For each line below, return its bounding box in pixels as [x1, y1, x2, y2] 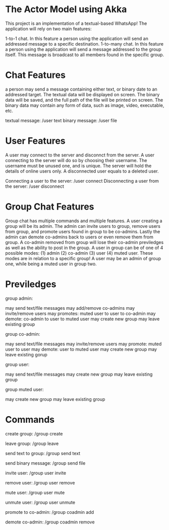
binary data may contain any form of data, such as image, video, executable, [5, 102, 164, 108]
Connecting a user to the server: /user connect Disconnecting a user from [5, 178, 159, 184]
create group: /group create [5, 430, 63, 436]
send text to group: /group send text [5, 450, 81, 456]
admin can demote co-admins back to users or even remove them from [5, 234, 154, 240]
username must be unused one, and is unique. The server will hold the [5, 162, 152, 169]
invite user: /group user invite [5, 470, 67, 476]
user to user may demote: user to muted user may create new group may [5, 346, 157, 352]
